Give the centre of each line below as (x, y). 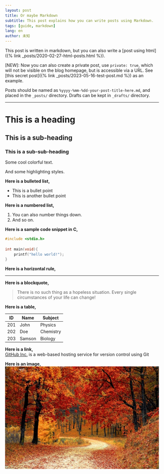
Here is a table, (21, 307)
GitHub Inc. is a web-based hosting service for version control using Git (77, 354)
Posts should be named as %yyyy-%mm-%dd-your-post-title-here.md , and (78, 90)
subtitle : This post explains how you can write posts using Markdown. (79, 21)
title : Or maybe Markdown (31, 15)
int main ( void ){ (21, 249)
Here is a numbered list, (30, 205)
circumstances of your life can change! (56, 297)
